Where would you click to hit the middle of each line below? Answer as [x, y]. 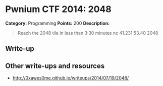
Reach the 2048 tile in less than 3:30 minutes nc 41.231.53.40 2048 [88, 33]
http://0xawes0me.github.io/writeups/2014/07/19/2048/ [71, 78]
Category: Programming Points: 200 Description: [58, 23]
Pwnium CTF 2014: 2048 [59, 9]
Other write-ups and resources [55, 66]
